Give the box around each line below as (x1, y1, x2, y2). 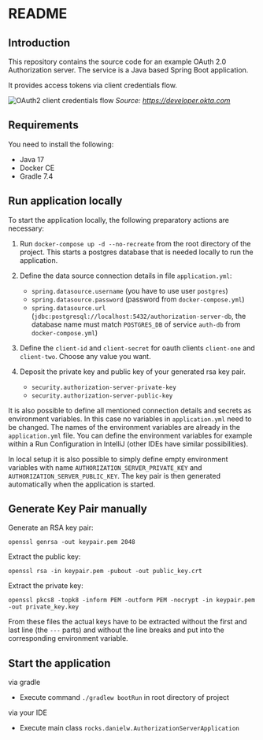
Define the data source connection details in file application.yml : (19, 271, 232, 280)
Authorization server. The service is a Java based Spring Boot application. (8, 65, 249, 75)
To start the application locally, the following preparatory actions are (8, 215, 230, 224)
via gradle (8, 678, 41, 687)
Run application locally (8, 194, 123, 208)
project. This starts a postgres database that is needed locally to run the (19, 247, 254, 257)
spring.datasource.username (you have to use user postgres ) (31, 286, 228, 295)
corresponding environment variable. (8, 634, 128, 643)
